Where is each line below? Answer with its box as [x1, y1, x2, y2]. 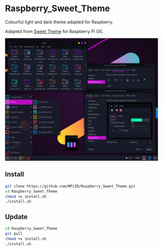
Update [5, 213, 28, 221]
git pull [5, 232, 23, 236]
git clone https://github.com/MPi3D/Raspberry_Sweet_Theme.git [5, 183, 136, 189]
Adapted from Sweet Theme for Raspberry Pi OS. [5, 28, 104, 34]
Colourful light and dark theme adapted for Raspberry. [5, 19, 114, 25]
